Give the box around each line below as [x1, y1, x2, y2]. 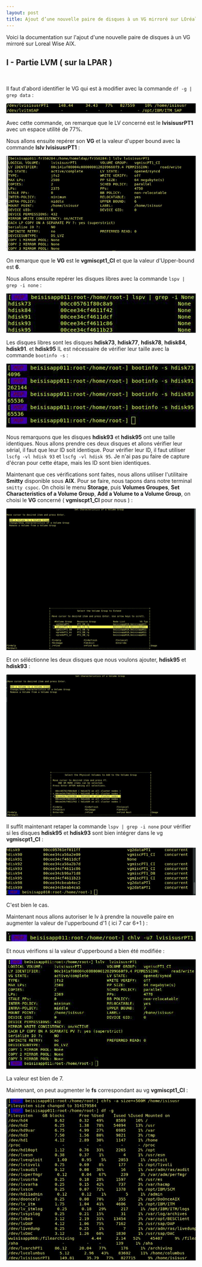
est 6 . [6, 263, 21, 271]
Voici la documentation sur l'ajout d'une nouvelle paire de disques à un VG [6, 33, 191, 40]
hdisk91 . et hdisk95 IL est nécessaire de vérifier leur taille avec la [6, 345, 170, 353]
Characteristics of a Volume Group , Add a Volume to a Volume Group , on [6, 490, 191, 497]
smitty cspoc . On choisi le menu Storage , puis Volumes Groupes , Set [6, 484, 180, 491]
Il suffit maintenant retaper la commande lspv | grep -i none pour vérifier [6, 823, 191, 830]
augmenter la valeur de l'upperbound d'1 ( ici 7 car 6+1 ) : [6, 919, 148, 927]
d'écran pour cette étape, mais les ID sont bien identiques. [6, 459, 151, 466]
